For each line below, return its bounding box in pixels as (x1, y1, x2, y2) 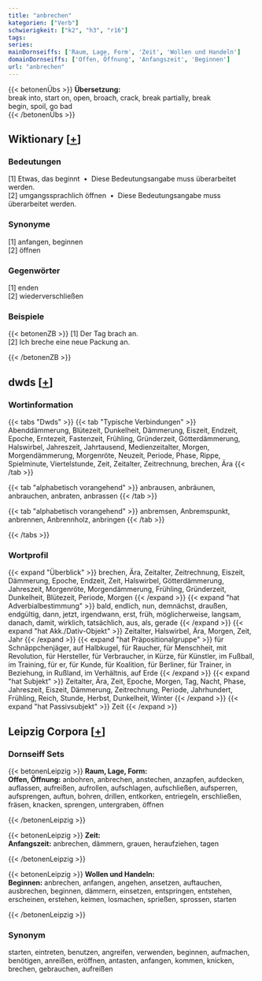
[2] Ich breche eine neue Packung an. (8, 337, 131, 347)
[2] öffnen (8, 245, 41, 255)
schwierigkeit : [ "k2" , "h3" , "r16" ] (8, 26, 128, 34)
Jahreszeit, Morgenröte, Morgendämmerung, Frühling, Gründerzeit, (8, 585, 227, 594)
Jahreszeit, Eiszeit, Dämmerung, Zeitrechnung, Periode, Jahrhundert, (8, 685, 234, 695)
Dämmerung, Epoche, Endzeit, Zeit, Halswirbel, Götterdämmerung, (8, 576, 224, 586)
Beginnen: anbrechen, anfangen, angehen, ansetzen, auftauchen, (8, 878, 223, 887)
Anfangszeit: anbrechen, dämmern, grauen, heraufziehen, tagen (8, 839, 219, 848)
